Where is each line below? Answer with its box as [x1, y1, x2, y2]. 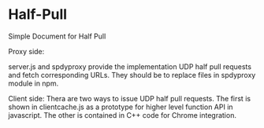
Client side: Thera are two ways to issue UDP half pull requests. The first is [8, 93, 251, 103]
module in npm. [8, 79, 59, 88]
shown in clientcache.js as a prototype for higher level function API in [8, 102, 234, 112]
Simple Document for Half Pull [8, 31, 106, 41]
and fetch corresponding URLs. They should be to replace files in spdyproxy [8, 70, 256, 79]
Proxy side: [8, 46, 45, 56]
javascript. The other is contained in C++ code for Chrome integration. [8, 110, 236, 119]
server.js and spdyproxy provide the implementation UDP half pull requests [8, 61, 252, 71]
